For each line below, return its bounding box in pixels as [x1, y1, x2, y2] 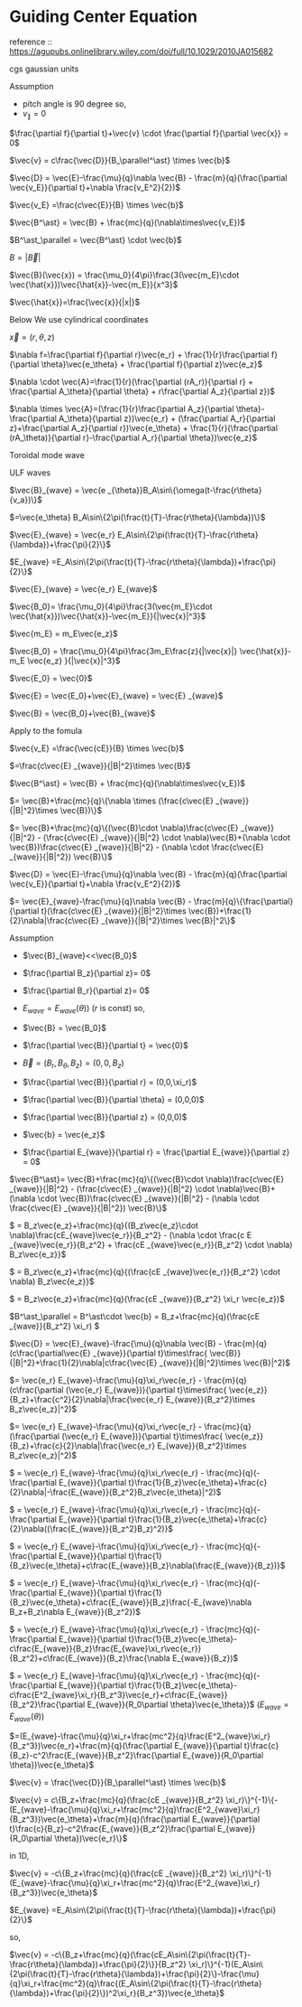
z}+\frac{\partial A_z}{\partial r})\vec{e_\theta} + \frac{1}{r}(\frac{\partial [9, 422, 278, 433]
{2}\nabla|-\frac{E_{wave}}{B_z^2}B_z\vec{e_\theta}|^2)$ [9, 1486, 222, 1497]
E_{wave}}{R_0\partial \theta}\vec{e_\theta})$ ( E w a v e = [87, 1699, 289, 1712]
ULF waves [9, 467, 51, 478]
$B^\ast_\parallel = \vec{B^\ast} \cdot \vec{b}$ [9, 234, 182, 245]
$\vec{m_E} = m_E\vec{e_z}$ [9, 628, 119, 639]
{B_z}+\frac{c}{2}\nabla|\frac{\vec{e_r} [9, 1440, 156, 1451]
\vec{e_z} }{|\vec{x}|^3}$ [26, 655, 121, 666]
